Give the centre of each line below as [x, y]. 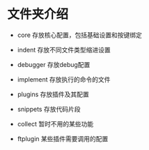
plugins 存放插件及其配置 [53, 94]
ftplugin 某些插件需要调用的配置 [63, 138]
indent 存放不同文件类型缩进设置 [64, 50]
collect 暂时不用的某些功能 [55, 123]
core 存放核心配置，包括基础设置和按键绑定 [80, 35]
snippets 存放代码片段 [49, 109]
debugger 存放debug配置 [54, 64]
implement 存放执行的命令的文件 [64, 79]
